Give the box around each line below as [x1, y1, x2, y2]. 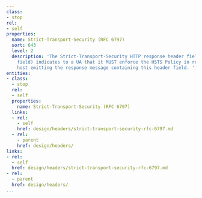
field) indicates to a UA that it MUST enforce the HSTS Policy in [17, 59, 189, 65]
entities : [6, 70, 31, 76]
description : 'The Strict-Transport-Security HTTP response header [11, 53, 185, 59]
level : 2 [11, 48, 34, 54]
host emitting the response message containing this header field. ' [17, 64, 195, 71]
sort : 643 [11, 43, 36, 49]
